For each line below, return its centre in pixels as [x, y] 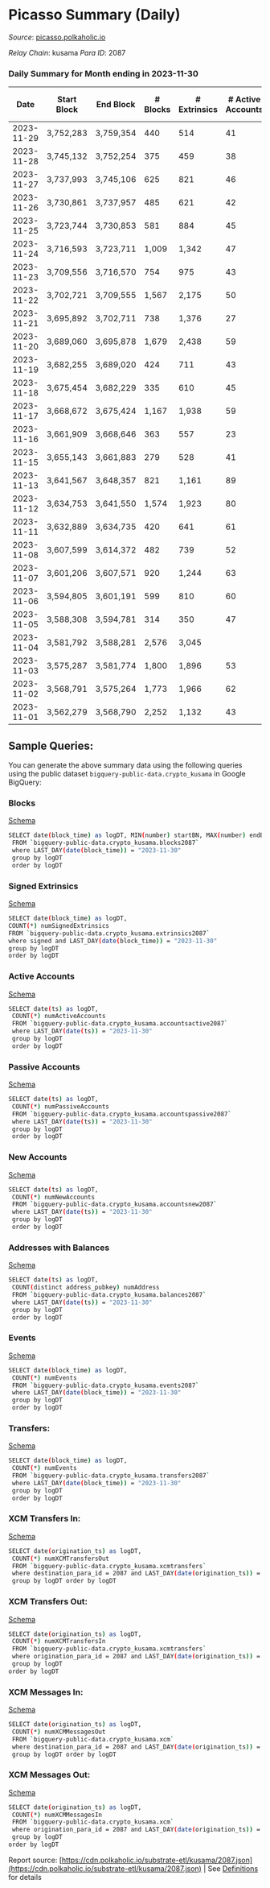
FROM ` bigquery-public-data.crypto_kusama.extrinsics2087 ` [109, 933]
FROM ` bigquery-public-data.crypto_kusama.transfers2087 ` [111, 1476]
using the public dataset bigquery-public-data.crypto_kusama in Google [127, 774]
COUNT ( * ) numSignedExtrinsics [59, 925]
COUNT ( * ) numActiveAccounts [59, 1016]
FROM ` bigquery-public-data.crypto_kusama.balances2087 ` [109, 1294]
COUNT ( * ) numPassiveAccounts [61, 1106]
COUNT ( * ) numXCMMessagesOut [59, 1732]
